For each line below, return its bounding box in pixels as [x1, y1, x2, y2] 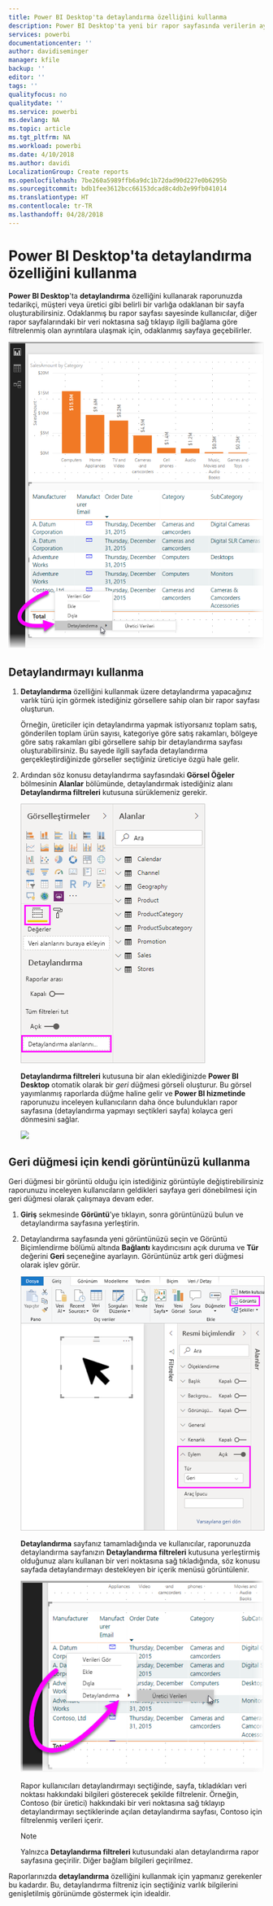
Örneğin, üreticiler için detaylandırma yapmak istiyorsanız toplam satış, [19, 720, 258, 730]
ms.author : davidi [8, 159, 71, 167]
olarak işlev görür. [19, 1260, 81, 1270]
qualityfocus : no [8, 90, 67, 98]
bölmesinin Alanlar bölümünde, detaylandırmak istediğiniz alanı [19, 779, 233, 789]
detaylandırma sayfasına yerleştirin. [19, 1217, 140, 1228]
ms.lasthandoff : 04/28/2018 [8, 211, 104, 219]
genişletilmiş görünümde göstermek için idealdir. [8, 1888, 171, 1898]
